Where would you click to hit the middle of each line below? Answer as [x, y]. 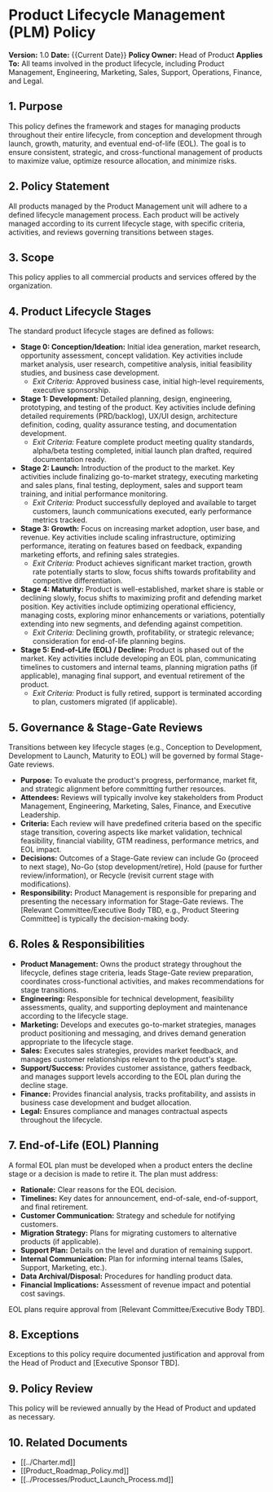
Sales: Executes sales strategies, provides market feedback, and [129, 1050]
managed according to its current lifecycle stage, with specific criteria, [127, 223]
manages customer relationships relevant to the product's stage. [129, 1059]
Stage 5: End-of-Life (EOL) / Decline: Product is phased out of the [132, 650]
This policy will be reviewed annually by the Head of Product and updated [132, 1408]
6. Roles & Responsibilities [77, 944]
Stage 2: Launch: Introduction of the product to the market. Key [127, 468]
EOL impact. [41, 849]
